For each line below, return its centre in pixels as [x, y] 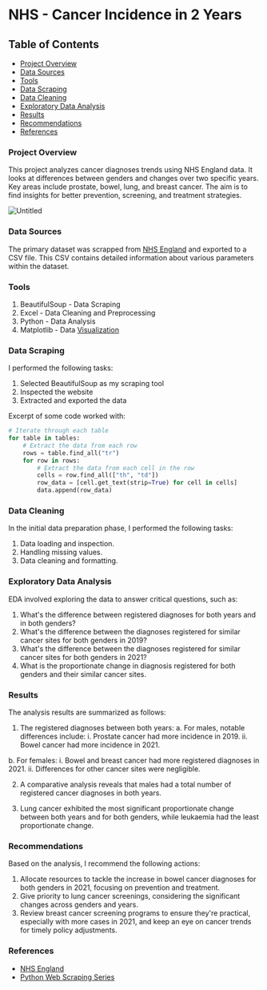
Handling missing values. [61, 552]
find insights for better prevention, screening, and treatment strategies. [125, 195]
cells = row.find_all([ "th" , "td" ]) [98, 475]
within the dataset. [39, 266]
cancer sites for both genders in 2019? [84, 640]
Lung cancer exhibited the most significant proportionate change [127, 808]
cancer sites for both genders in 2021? [83, 657]
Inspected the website [56, 392]
